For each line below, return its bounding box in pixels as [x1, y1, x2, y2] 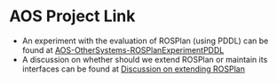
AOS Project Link [9, 6, 136, 26]
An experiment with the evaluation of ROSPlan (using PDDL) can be [21, 35, 269, 46]
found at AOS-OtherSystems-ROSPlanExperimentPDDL [21, 44, 225, 55]
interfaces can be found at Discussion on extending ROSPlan [21, 64, 246, 74]
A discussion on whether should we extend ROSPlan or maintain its [21, 54, 268, 64]
